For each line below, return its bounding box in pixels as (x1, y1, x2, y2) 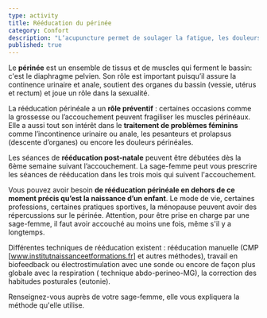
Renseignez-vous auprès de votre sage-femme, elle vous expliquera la (8, 292, 240, 302)
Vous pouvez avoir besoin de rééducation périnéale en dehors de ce (8, 185, 236, 195)
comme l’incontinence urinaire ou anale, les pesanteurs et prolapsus (8, 129, 232, 139)
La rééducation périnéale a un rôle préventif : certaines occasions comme (8, 104, 252, 114)
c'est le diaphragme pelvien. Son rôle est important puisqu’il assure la (8, 72, 237, 81)
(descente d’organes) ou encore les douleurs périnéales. (8, 138, 194, 147)
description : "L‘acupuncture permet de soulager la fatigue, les (8, 33, 229, 42)
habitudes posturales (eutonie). (8, 277, 111, 286)
